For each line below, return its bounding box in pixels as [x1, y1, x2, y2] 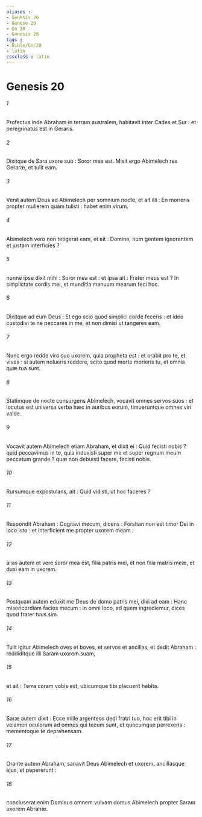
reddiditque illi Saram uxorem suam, [6, 649, 95, 657]
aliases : [6, 8, 31, 15]
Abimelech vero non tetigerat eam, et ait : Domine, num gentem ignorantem [6, 235, 194, 242]
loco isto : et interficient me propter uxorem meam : [6, 527, 134, 534]
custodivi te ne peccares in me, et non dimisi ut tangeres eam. [6, 320, 161, 327]
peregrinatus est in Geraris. [6, 125, 74, 133]
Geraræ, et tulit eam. [6, 164, 58, 171]
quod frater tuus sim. [6, 611, 58, 618]
